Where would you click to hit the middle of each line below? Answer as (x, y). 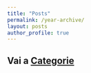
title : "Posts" (29, 13)
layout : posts (28, 26)
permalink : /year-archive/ (46, 20)
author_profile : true (38, 33)
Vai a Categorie (41, 60)
